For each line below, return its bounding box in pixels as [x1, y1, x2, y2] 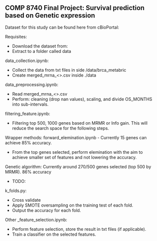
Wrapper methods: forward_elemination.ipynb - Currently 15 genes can [5, 134, 147, 140]
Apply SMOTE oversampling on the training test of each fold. [12, 202, 133, 208]
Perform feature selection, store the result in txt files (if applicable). [12, 226, 146, 232]
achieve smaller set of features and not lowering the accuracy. [12, 154, 137, 160]
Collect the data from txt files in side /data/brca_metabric [12, 67, 126, 73]
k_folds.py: [5, 188, 27, 193]
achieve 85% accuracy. [5, 140, 52, 145]
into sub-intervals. [12, 101, 49, 107]
